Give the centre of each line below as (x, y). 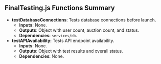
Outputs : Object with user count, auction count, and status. (79, 30)
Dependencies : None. (41, 56)
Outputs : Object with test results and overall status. (71, 51)
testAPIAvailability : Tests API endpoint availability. (63, 41)
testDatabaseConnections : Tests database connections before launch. (84, 20)
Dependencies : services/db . (48, 35)
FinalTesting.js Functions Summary (60, 8)
